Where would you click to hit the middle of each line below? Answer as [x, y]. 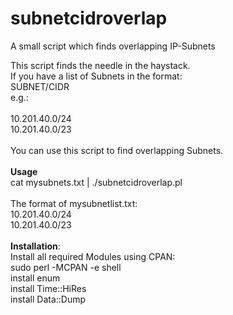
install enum [35, 278]
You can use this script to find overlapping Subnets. [117, 150]
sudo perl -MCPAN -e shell [66, 267]
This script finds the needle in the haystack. [100, 65]
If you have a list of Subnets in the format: [96, 76]
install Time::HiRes [48, 288]
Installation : [35, 246]
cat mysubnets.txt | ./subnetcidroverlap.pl [96, 182]
